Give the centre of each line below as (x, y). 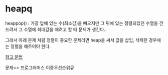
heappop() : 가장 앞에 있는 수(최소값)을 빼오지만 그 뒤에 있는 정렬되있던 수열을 (81, 23)
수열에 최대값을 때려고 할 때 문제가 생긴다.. (65, 29)
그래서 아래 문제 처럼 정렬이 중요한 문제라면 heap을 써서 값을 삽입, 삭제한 (76, 40)
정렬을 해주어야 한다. (31, 46)
